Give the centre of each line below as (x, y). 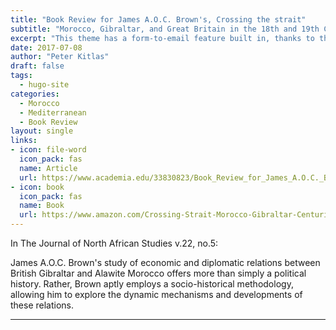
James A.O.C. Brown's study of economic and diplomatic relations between (165, 262)
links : (24, 141)
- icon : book (37, 187)
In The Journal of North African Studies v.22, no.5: (114, 243)
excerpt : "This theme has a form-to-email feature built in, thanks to (162, 38)
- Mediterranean (53, 112)
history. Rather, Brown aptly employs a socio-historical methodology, (152, 284)
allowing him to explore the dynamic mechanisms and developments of (156, 294)
